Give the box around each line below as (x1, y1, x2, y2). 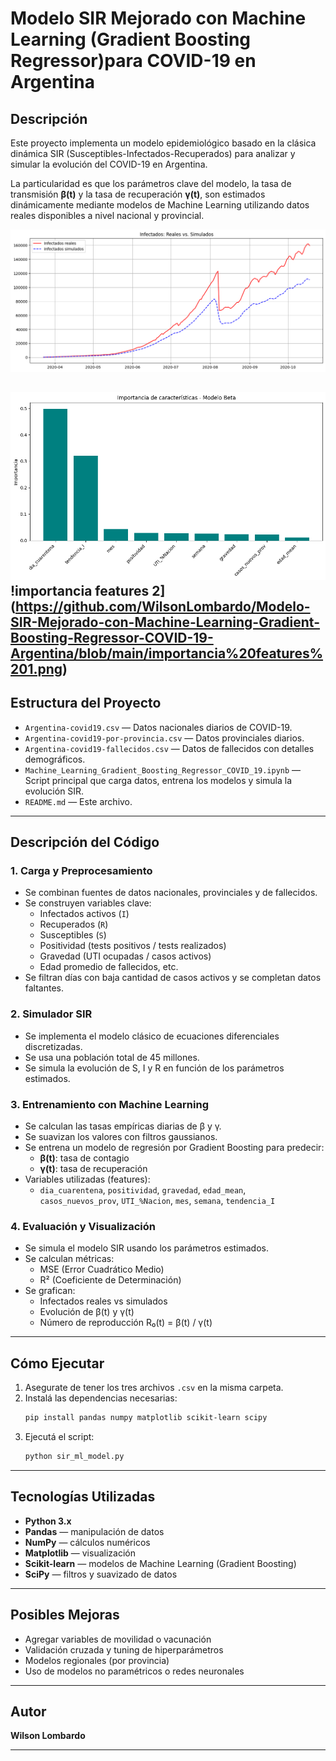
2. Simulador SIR (10, 1007, 93, 1021)
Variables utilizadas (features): (24, 1173, 151, 1186)
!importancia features (10, 582, 150, 599)
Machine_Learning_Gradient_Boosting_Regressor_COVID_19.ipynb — (24, 763, 302, 776)
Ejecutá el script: (24, 1431, 95, 1442)
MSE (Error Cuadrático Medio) (39, 1263, 165, 1276)
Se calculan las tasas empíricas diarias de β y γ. (24, 1120, 222, 1132)
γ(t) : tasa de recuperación (39, 1163, 148, 1175)
